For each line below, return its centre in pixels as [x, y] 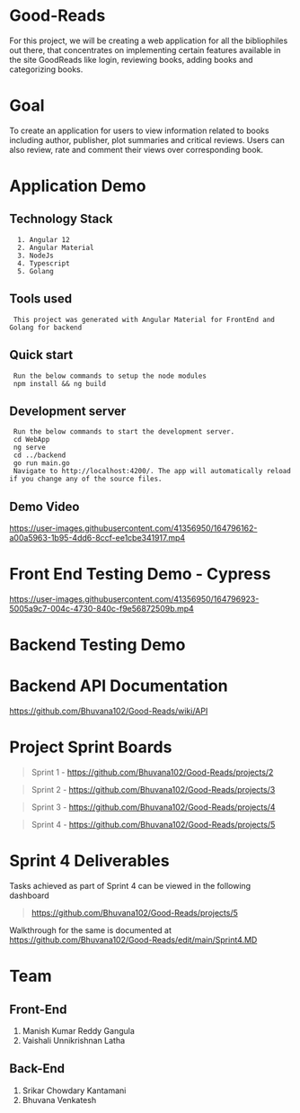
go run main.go [41, 463]
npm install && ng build [59, 383]
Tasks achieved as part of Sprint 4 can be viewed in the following [130, 886]
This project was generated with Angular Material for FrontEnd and [144, 319]
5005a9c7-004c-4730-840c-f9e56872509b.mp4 [102, 609]
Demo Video [44, 506]
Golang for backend [46, 328]
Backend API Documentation [119, 686]
